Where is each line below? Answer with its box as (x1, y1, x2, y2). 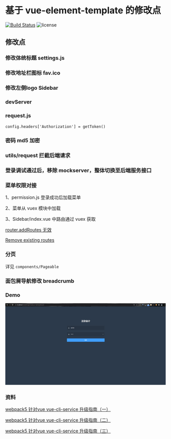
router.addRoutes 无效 (5, 227, 52, 233)
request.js (5, 112, 32, 119)
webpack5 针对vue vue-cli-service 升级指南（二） (5, 417, 111, 423)
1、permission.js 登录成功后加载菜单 (5, 194, 81, 200)
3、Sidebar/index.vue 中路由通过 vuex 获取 (5, 216, 96, 222)
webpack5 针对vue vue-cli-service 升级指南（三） (5, 428, 111, 434)
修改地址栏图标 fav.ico (5, 69, 61, 76)
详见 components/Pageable (5, 263, 59, 269)
